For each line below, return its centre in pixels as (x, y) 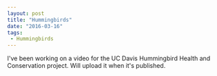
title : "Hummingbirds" (40, 20)
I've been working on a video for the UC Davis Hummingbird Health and (109, 58)
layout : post (26, 13)
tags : (15, 33)
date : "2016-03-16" (35, 26)
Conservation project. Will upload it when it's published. (86, 66)
